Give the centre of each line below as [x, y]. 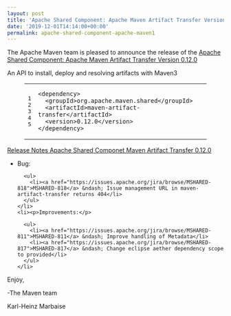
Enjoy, [16, 279]
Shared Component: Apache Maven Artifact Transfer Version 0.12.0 [102, 60]
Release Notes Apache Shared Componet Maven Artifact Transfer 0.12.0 [109, 150]
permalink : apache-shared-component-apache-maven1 [81, 33]
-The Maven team [32, 293]
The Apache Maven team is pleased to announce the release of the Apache [114, 52]
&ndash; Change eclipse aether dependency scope [153, 249]
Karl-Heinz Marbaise [36, 306]
